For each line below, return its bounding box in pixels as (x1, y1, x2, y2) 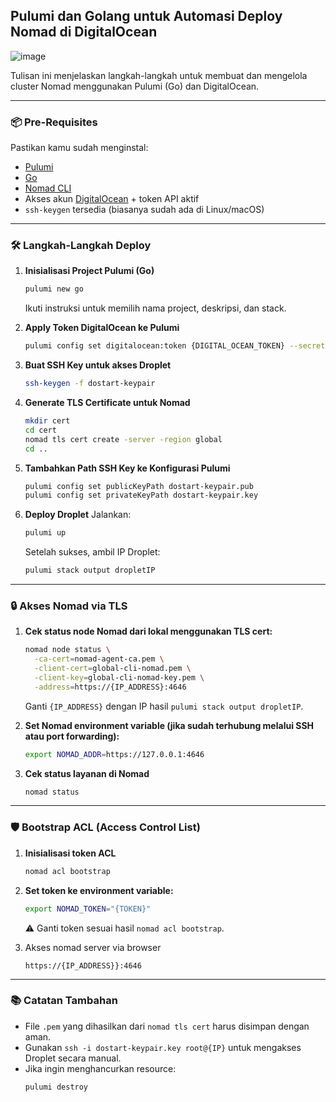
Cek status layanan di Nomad (24, 767, 150, 779)
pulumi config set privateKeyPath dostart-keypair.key (24, 490, 259, 501)
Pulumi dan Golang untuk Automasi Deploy (10, 8, 283, 25)
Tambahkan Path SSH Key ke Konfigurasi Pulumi (24, 462, 231, 474)
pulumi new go (24, 284, 84, 294)
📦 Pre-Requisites (10, 115, 98, 129)
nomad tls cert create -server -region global (24, 434, 223, 444)
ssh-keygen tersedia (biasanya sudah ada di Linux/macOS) (24, 204, 265, 216)
